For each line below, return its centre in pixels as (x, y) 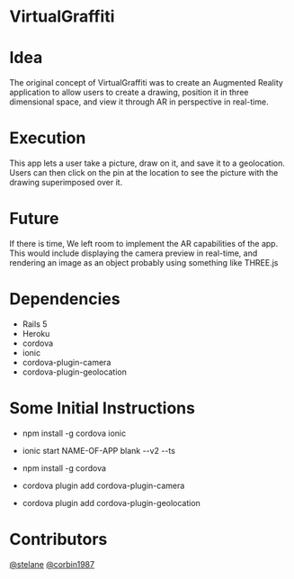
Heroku (36, 333)
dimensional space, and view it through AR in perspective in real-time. (139, 102)
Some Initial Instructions (102, 408)
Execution (48, 138)
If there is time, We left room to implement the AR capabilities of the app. (144, 244)
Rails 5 (35, 324)
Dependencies (65, 299)
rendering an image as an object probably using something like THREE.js (144, 262)
